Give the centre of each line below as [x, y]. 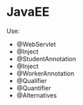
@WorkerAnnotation [45, 73]
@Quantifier [34, 88]
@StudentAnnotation [46, 58]
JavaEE [28, 12]
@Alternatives [36, 95]
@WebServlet [36, 44]
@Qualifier [31, 80]
